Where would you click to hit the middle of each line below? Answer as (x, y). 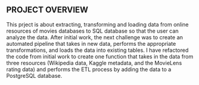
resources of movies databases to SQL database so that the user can (93, 31)
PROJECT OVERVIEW (47, 10)
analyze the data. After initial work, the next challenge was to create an (95, 37)
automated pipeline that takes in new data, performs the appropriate (91, 43)
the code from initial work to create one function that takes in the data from (100, 56)
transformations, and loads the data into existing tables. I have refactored (97, 50)
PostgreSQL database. (34, 75)
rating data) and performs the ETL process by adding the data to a (89, 69)
